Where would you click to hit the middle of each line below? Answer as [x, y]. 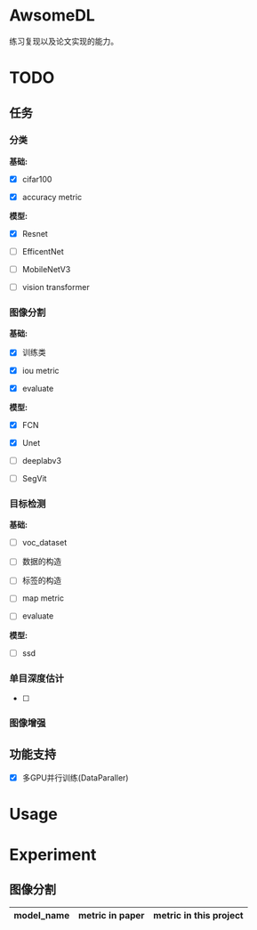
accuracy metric [52, 197]
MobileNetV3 [46, 270]
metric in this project [198, 915]
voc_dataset [44, 543]
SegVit [34, 478]
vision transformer [56, 287]
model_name [42, 915]
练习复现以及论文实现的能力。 [64, 41]
